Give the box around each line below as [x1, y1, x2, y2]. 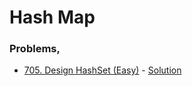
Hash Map [9, 6, 96, 29]
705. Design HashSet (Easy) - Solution [23, 64, 182, 76]
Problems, [9, 42, 61, 56]
